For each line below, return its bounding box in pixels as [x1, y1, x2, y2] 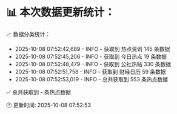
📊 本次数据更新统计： [6, 5, 115, 19]
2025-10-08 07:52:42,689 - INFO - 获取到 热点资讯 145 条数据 [15, 45, 170, 52]
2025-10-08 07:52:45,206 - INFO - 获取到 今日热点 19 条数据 [15, 53, 167, 60]
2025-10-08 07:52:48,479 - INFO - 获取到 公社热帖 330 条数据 [15, 60, 172, 67]
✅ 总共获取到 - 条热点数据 [6, 89, 72, 96]
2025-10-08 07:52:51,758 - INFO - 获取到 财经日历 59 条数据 [15, 68, 167, 75]
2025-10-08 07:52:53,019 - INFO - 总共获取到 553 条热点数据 [15, 75, 169, 82]
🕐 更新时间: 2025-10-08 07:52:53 [6, 101, 92, 109]
